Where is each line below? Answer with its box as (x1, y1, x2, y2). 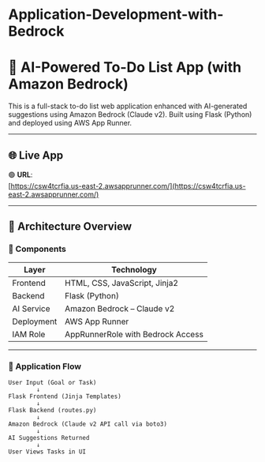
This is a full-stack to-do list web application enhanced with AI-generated (8, 101, 248, 111)
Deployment (12, 316, 58, 327)
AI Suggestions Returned (8, 434, 90, 441)
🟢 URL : (8, 170, 33, 179)
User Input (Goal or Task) (8, 378, 97, 386)
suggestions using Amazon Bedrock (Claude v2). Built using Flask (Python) (8, 110, 252, 119)
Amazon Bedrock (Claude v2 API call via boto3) (8, 420, 168, 428)
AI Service (12, 302, 50, 314)
